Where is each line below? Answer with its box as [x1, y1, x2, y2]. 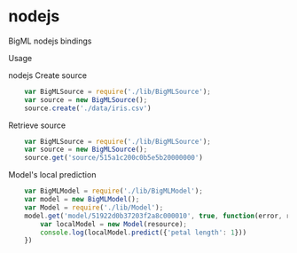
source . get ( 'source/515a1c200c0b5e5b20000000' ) [24, 154, 203, 162]
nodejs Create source [8, 69, 88, 81]
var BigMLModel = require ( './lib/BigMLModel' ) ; [24, 186, 203, 196]
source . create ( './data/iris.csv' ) [24, 104, 152, 113]
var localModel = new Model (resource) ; [40, 219, 188, 228]
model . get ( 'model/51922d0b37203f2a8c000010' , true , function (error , [24, 211, 283, 220]
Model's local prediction [8, 170, 97, 180]
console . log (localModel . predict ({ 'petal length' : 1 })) [40, 228, 247, 237]
